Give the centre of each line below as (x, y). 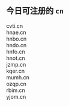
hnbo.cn (16, 39)
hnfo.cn (16, 51)
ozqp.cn (16, 84)
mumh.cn (18, 77)
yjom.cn (16, 96)
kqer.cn (16, 71)
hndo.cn (16, 45)
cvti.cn (15, 25)
